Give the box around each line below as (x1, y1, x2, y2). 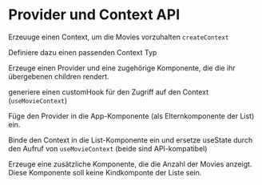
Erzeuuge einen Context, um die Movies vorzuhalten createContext (8, 32, 229, 42)
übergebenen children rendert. (8, 71, 109, 81)
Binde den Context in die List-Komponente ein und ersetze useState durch (8, 135, 253, 145)
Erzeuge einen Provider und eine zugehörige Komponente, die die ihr (8, 62, 236, 73)
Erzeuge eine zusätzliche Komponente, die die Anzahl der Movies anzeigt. (8, 159, 252, 169)
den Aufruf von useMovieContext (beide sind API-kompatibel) (8, 143, 208, 153)
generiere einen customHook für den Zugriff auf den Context (8, 86, 209, 97)
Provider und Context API (8, 6, 181, 24)
